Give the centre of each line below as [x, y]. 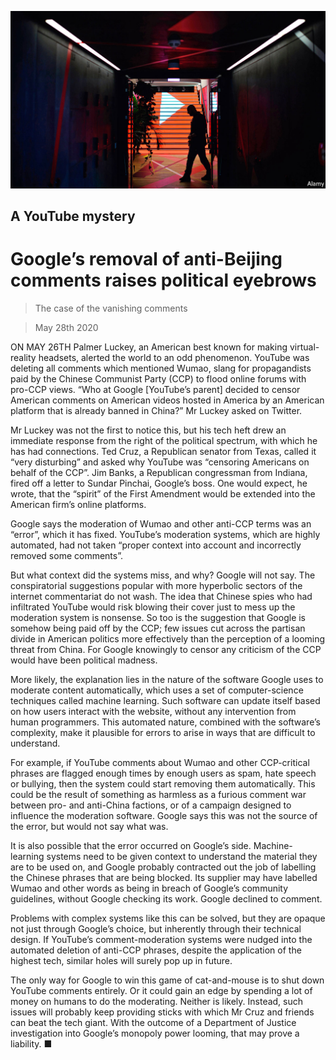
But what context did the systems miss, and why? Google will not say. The [163, 575]
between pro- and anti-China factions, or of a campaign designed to [151, 805]
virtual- [304, 347]
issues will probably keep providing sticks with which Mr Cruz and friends [162, 1012]
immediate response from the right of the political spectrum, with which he [164, 440]
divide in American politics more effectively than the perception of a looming [168, 638]
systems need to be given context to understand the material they [182, 856]
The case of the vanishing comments [111, 308]
